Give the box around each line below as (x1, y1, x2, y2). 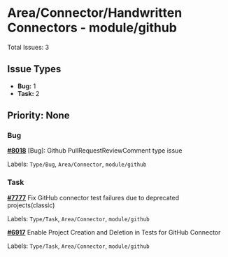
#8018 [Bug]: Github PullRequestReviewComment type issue (7, 146, 183, 155)
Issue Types (7, 63, 62, 75)
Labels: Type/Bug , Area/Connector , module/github (7, 160, 147, 169)
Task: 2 (17, 89, 40, 97)
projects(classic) (7, 201, 55, 209)
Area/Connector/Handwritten (7, 5, 183, 21)
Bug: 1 (17, 82, 36, 90)
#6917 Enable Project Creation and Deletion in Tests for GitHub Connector (7, 228, 221, 236)
